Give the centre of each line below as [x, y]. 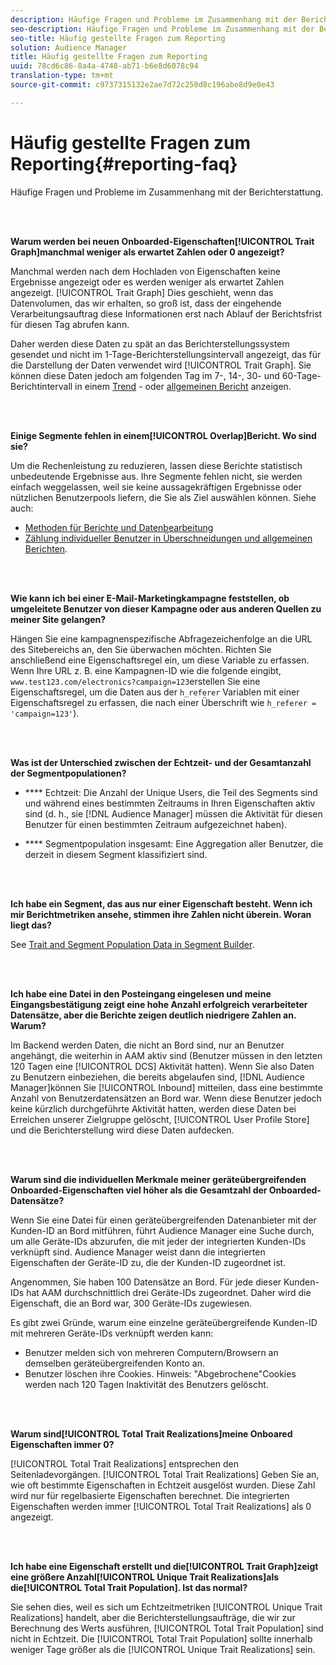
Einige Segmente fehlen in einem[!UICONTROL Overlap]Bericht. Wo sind [163, 435]
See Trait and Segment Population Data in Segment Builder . [132, 944]
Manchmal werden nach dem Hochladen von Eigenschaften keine [145, 271]
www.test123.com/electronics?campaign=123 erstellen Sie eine [135, 681]
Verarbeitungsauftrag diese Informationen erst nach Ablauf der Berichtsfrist [166, 313]
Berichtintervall [41, 386]
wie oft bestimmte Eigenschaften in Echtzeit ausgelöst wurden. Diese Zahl [163, 1485]
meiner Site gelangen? [58, 619]
